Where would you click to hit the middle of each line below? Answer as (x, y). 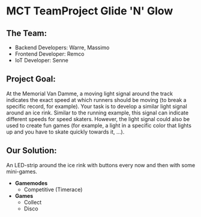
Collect (33, 202)
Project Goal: (31, 79)
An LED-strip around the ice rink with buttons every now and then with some (101, 165)
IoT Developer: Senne (42, 60)
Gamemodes (31, 183)
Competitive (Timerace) (53, 189)
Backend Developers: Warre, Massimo (62, 47)
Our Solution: (31, 151)
